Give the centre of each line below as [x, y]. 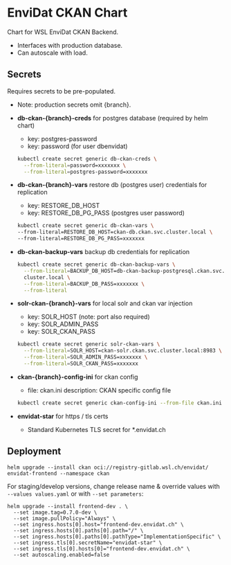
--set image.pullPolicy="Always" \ [65, 518]
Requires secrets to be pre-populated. [62, 91]
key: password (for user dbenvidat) [77, 146]
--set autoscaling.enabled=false [62, 555]
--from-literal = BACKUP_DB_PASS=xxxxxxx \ [84, 284]
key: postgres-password [62, 138]
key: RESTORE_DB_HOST [64, 206]
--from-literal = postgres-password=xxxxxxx [86, 172]
